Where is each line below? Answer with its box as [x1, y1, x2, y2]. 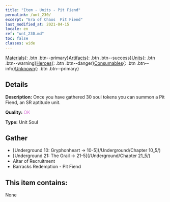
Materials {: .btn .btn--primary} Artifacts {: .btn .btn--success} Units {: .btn [5, 55, 155, 61]
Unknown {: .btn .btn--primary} [15, 65, 79, 71]
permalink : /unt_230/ [5, 12, 51, 17]
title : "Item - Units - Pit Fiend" [5, 7, 81, 13]
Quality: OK [5, 109, 31, 115]
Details [5, 80, 28, 89]
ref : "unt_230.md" [5, 31, 44, 36]
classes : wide [5, 41, 36, 46]
